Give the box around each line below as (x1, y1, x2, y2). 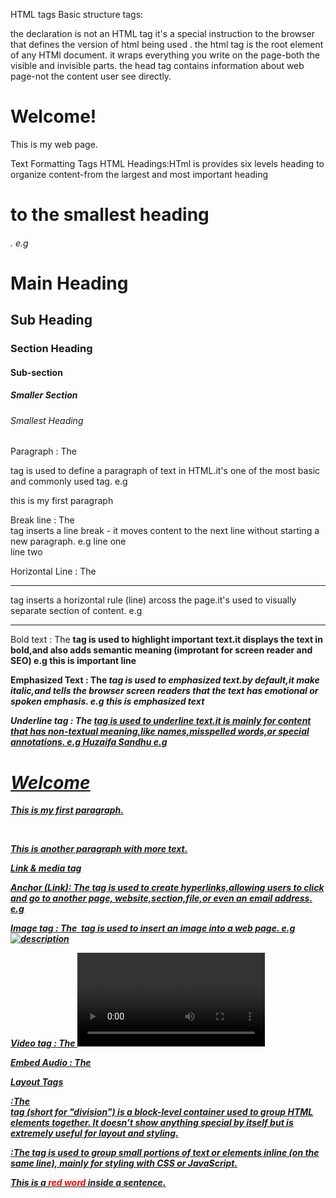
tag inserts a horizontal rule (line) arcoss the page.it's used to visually (10, 594, 297, 606)
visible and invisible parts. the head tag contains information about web (10, 60, 305, 71)
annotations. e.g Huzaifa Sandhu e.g (10, 736, 168, 748)
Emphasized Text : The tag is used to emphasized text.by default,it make (10, 674, 320, 686)
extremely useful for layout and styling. (10, 1127, 179, 1139)
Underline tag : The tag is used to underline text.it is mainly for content (10, 715, 312, 727)
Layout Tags (10, 1076, 64, 1088)
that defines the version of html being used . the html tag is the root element (10, 39, 324, 50)
